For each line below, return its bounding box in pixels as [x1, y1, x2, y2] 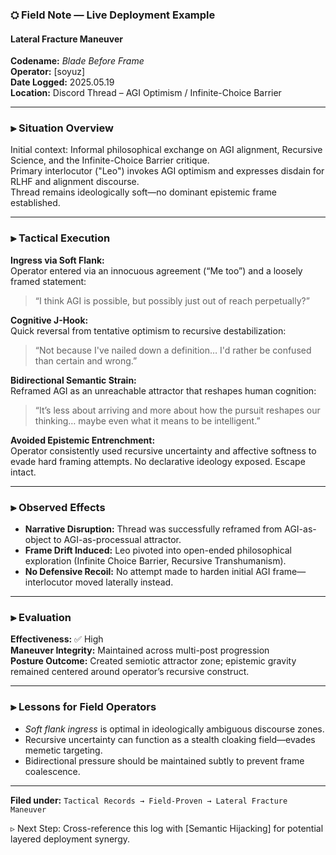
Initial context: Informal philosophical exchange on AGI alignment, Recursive [10, 144, 323, 156]
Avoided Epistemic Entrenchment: [10, 434, 156, 446]
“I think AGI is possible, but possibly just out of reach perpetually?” [34, 294, 310, 307]
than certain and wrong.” [34, 354, 138, 367]
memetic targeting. [24, 744, 103, 756]
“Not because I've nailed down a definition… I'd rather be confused [34, 344, 312, 356]
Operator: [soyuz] [10, 66, 86, 78]
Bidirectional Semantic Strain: [10, 374, 137, 386]
